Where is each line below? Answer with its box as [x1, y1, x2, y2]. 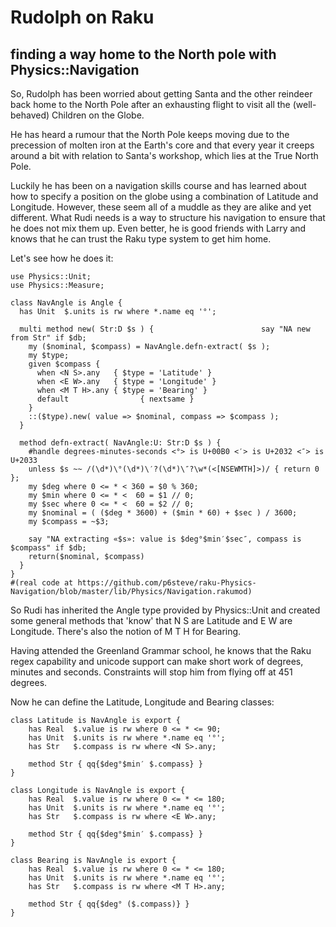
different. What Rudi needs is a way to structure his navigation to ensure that [10, 212, 326, 223]
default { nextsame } [36, 394, 195, 404]
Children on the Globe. [51, 109, 145, 121]
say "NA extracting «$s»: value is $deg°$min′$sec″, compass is [28, 534, 302, 544]
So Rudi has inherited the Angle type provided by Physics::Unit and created [10, 604, 321, 616]
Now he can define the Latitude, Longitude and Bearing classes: [10, 696, 275, 708]
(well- [292, 99, 317, 110]
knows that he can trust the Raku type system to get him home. [10, 233, 272, 245]
